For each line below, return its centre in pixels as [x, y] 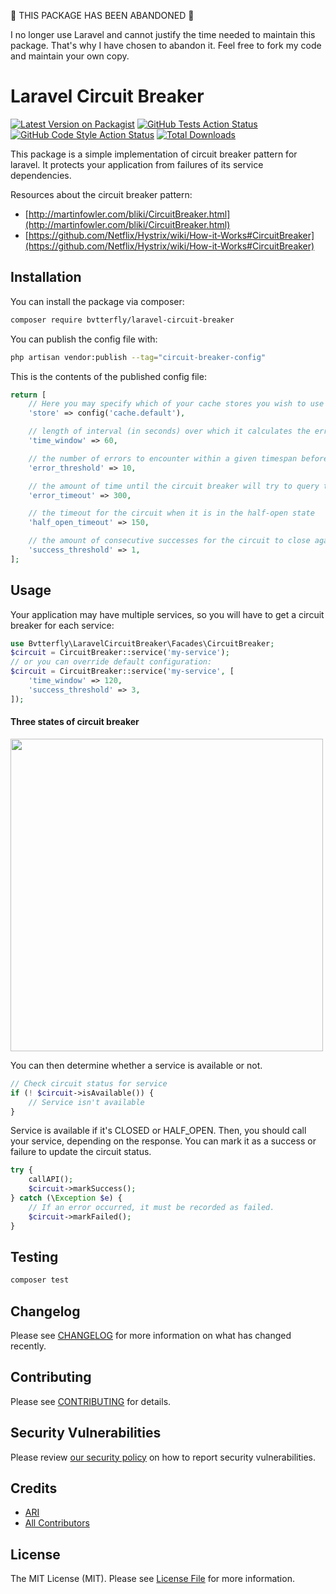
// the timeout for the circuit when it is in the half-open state [171, 513]
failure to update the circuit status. [81, 1152]
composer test [40, 1280]
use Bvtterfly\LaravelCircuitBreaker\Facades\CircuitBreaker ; [142, 643]
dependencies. [41, 175]
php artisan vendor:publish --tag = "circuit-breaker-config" [138, 357]
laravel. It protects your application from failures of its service [137, 164]
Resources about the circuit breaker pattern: [101, 194]
